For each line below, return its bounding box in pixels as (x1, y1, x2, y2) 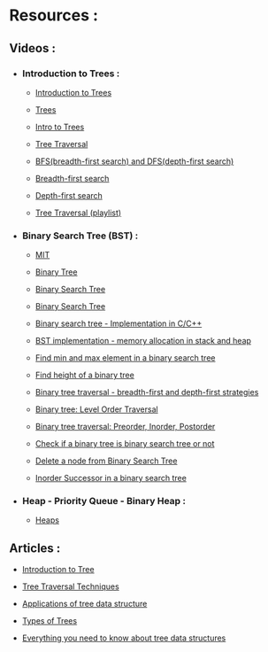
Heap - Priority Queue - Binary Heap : (21, 495, 187, 508)
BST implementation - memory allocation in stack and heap (34, 336, 252, 346)
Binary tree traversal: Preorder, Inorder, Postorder (34, 422, 216, 432)
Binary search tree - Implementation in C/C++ (34, 318, 203, 329)
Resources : (9, 5, 99, 26)
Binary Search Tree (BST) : (21, 229, 139, 242)
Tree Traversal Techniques (21, 581, 119, 592)
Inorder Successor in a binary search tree (34, 473, 188, 484)
